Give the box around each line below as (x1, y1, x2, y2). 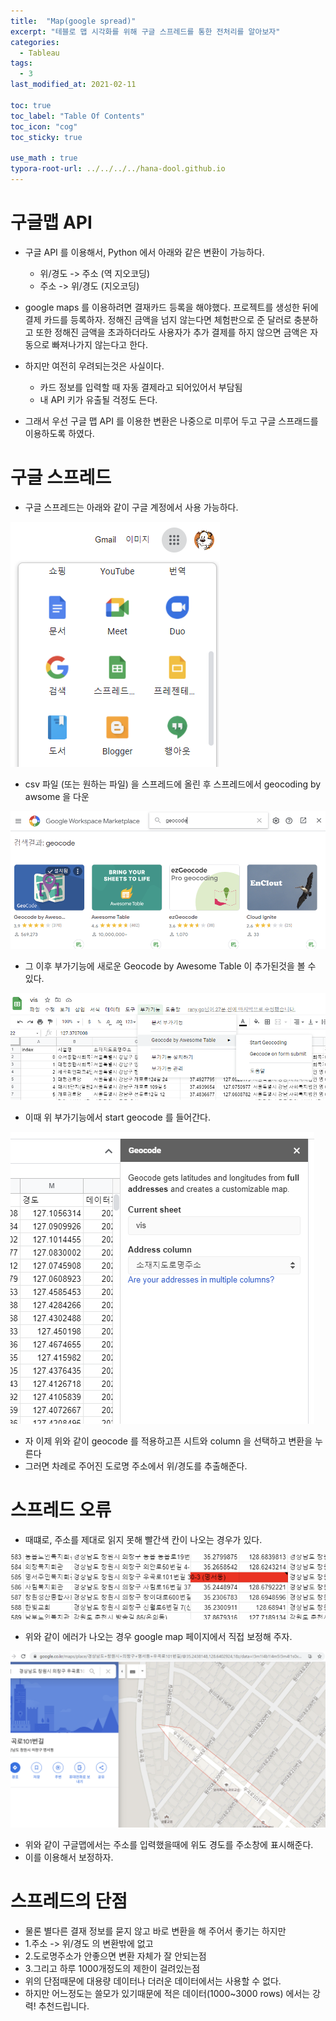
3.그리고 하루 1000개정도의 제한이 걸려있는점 (24, 1963, 201, 1975)
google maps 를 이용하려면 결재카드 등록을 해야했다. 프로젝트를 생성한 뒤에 (24, 301, 319, 313)
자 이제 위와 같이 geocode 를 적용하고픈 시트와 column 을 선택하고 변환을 (24, 1435, 313, 1447)
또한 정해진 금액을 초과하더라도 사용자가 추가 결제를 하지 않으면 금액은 (35, 326, 308, 338)
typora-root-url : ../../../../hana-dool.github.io (10, 164, 226, 174)
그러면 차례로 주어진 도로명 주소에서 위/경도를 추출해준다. (24, 1460, 248, 1472)
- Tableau (19, 48, 60, 58)
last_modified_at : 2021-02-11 (10, 80, 137, 90)
